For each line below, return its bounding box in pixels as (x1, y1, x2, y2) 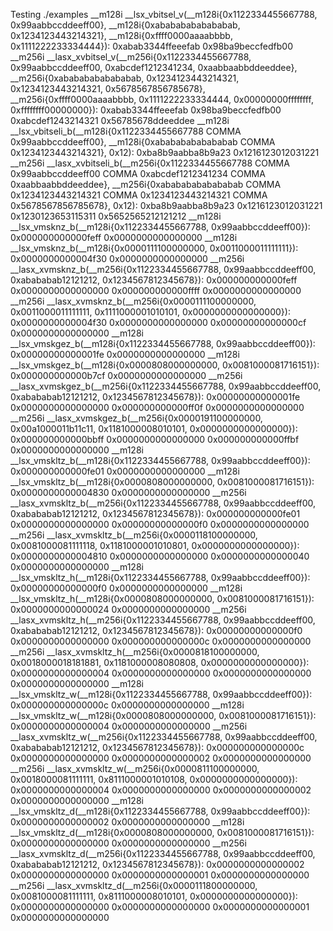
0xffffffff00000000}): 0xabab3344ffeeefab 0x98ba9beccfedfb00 (10, 104, 282, 116)
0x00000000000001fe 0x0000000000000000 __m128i (10, 349, 240, 360)
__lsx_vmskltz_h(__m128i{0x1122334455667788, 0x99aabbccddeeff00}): (10, 572, 311, 583)
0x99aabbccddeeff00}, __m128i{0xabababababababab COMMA (10, 136, 276, 148)
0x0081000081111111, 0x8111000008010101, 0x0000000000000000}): (10, 890, 298, 902)
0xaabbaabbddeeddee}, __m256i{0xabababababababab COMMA (10, 179, 282, 190)
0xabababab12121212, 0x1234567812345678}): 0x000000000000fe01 (10, 508, 301, 519)
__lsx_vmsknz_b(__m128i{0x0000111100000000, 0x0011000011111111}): (10, 242, 299, 254)
